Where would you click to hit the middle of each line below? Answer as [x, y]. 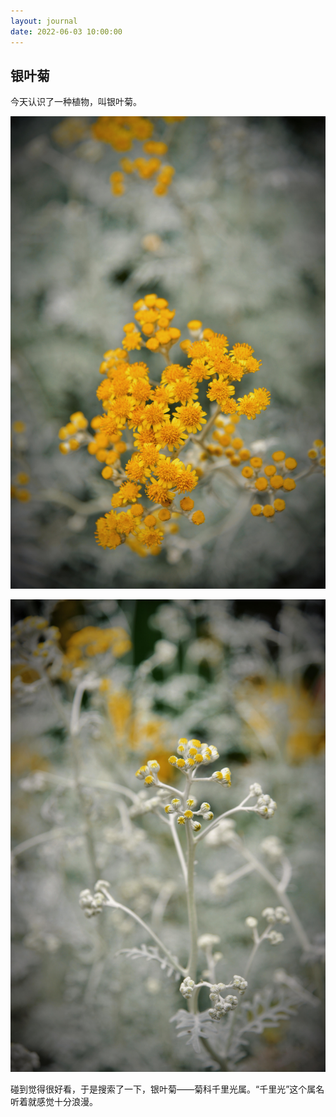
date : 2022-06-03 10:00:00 [66, 31]
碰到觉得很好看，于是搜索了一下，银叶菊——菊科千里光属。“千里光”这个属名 [167, 1089]
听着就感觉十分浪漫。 [54, 1101]
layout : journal [44, 21]
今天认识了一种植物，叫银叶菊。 [76, 102]
